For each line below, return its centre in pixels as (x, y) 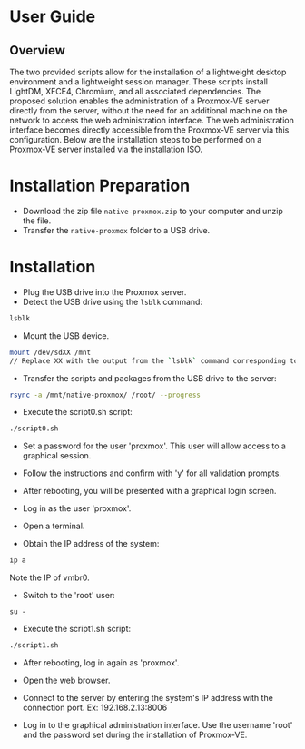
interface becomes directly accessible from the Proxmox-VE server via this (149, 130)
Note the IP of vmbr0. (50, 577)
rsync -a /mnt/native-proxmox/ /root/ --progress (105, 395)
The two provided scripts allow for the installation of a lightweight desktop (148, 72)
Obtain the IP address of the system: (91, 544)
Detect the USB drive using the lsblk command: (112, 301)
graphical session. (57, 456)
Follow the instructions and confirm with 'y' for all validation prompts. (152, 473)
